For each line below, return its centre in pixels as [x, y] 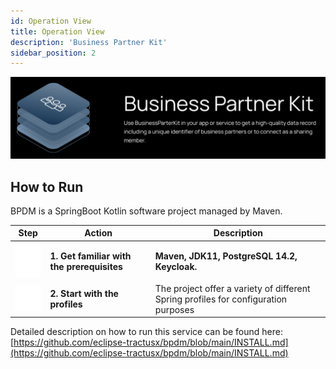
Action [98, 233]
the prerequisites [86, 266]
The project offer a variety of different [232, 288]
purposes [174, 309]
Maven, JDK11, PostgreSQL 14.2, [226, 256]
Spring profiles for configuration [221, 299]
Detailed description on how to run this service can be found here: [146, 332]
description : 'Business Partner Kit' [89, 42]
